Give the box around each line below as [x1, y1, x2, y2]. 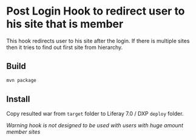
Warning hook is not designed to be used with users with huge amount [6, 122, 183, 129]
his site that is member [6, 17, 124, 31]
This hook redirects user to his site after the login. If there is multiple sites [6, 37, 190, 44]
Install [6, 94, 30, 104]
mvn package [6, 77, 36, 83]
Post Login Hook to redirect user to [6, 4, 185, 18]
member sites [6, 128, 41, 136]
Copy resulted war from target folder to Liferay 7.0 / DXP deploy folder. [6, 110, 184, 118]
